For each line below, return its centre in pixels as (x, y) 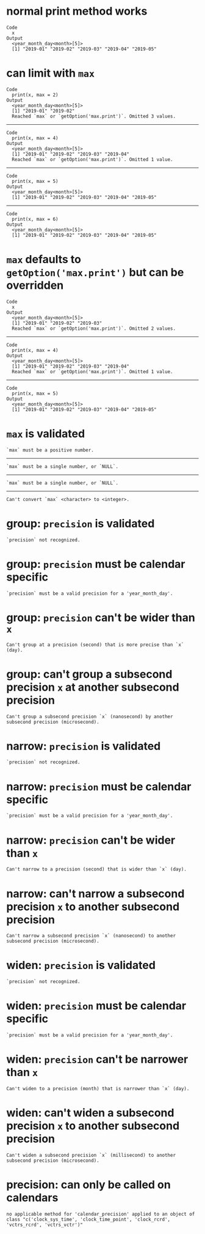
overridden (35, 285)
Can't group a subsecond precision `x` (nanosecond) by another (90, 716)
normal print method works (77, 11)
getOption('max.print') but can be (95, 273)
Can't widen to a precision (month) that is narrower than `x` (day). (98, 1089)
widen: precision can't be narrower (97, 1059)
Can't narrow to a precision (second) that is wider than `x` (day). (97, 869)
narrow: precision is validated (84, 746)
